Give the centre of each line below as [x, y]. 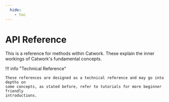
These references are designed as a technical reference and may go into [85, 78]
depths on [16, 82]
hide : [16, 10]
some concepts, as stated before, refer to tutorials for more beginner [83, 87]
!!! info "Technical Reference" [36, 69]
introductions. [21, 96]
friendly [14, 91]
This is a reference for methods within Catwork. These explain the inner [80, 54]
